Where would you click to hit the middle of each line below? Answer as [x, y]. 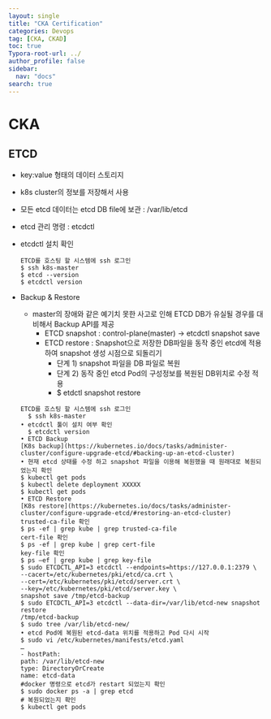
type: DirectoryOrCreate [62, 668]
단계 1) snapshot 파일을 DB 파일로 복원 [118, 363]
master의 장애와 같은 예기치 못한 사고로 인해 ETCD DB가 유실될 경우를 [144, 314]
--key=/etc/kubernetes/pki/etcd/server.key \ [98, 589]
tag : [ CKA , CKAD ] [38, 39]
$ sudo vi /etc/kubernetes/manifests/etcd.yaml [102, 640]
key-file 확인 [42, 553]
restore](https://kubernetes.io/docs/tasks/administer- [135, 506]
